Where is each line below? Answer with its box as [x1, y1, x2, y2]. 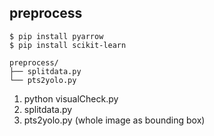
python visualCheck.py [23, 92, 119, 105]
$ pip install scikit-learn [9, 40, 127, 50]
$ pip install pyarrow [9, 31, 104, 41]
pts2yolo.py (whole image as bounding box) [23, 114, 206, 126]
